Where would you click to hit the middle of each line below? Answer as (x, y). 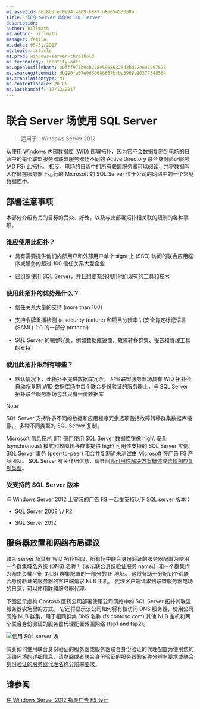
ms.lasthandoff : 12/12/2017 (41, 90)
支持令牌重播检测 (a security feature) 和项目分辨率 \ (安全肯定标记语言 (100, 320)
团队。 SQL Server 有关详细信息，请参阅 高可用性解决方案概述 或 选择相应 (100, 460)
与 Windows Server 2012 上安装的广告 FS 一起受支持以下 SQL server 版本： (99, 499)
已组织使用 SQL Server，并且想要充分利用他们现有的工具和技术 (92, 276)
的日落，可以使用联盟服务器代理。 (48, 588)
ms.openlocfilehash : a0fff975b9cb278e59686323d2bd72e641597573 (86, 67)
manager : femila (26, 39)
